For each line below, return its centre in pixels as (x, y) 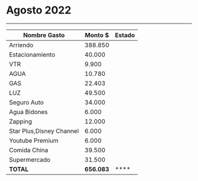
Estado (125, 35)
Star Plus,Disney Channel (44, 131)
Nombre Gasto (44, 35)
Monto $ (97, 35)
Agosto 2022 (39, 10)
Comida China (29, 150)
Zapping (21, 121)
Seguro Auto (27, 102)
